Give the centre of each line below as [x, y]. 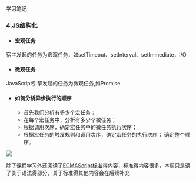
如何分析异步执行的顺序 [43, 98]
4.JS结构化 [22, 25]
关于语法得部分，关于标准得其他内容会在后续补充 [70, 173]
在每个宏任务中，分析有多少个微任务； [70, 120]
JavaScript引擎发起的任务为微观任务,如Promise [63, 84]
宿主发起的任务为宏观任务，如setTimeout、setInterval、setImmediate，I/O [96, 55]
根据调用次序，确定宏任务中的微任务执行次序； [80, 127]
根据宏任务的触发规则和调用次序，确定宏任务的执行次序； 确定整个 [104, 134]
